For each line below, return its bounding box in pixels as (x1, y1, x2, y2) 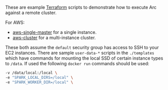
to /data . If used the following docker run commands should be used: (5, 61, 150, 66)
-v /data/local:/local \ (5, 70, 58, 75)
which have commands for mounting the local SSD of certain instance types (5, 55, 163, 61)
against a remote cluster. (5, 10, 57, 16)
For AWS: (5, 20, 25, 25)
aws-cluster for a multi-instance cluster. (12, 35, 96, 40)
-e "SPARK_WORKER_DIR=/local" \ (5, 79, 73, 85)
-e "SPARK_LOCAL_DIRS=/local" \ (5, 75, 73, 80)
